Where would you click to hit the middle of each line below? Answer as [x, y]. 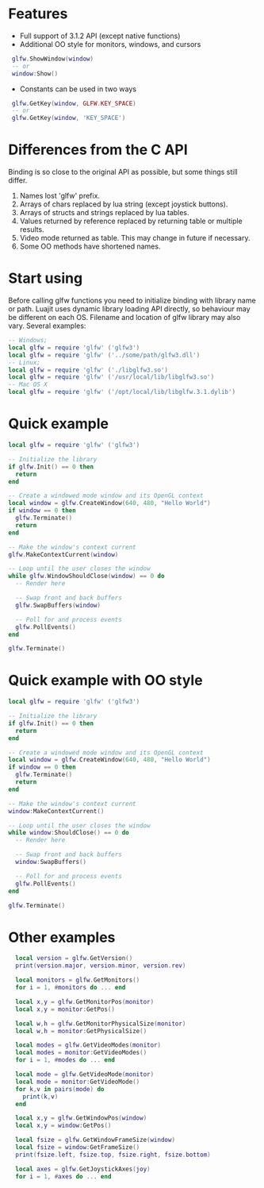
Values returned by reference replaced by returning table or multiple [131, 221]
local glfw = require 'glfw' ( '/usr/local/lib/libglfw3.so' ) [111, 377]
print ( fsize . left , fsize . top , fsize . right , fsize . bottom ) [113, 1155]
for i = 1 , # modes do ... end [65, 1060]
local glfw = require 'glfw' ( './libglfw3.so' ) [88, 370]
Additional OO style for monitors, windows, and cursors [110, 44]
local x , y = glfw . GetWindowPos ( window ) [81, 1118]
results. [32, 229]
